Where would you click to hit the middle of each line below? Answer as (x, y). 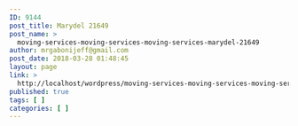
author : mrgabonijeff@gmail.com (69, 51)
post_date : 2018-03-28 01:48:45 (69, 59)
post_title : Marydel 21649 (59, 26)
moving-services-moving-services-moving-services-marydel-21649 (138, 42)
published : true (39, 91)
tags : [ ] (27, 100)
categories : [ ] (39, 108)
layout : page (33, 67)
